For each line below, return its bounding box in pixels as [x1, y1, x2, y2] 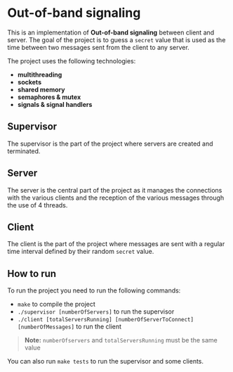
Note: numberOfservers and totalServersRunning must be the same [24, 336, 218, 345]
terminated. [7, 146, 41, 155]
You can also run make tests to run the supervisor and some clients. [7, 357, 204, 366]
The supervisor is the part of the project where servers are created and [7, 139, 213, 148]
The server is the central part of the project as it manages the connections [7, 186, 222, 194]
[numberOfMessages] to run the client [17, 322, 121, 331]
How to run [7, 267, 57, 279]
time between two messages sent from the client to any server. [7, 43, 189, 51]
